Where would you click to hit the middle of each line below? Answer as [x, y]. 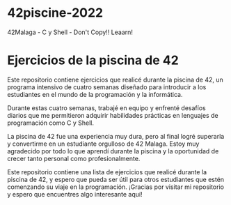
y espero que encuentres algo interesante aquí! [75, 194]
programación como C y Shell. [51, 123]
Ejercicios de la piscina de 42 [93, 60]
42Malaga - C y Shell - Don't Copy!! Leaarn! [70, 32]
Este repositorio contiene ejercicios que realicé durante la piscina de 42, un [115, 79]
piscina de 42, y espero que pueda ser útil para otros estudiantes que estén [116, 179]
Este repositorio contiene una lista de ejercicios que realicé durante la [107, 172]
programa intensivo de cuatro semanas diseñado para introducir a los [107, 87]
